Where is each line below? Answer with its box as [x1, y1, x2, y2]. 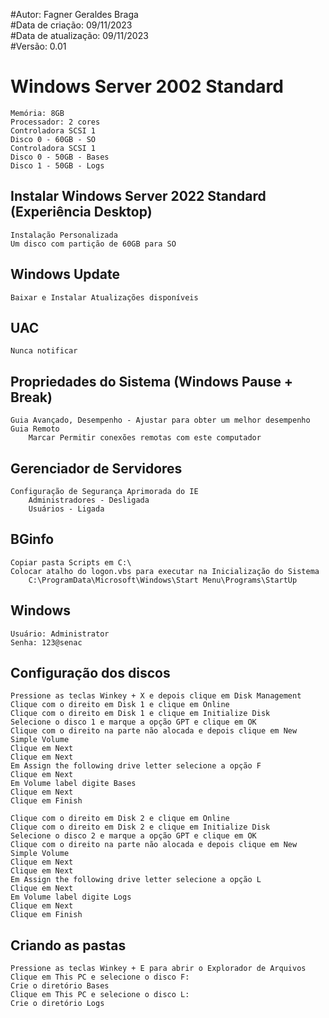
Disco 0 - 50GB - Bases [10, 152, 110, 162]
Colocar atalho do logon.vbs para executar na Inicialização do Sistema [10, 566, 320, 576]
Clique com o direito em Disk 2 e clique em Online [10, 814, 230, 824]
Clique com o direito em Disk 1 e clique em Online [10, 700, 230, 710]
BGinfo [10, 531, 55, 548]
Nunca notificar [10, 346, 78, 356]
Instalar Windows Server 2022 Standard [10, 188, 267, 205]
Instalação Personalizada [10, 230, 118, 240]
